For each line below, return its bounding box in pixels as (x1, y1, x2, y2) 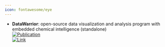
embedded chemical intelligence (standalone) (12, 26, 107, 32)
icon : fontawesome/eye (5, 7, 52, 12)
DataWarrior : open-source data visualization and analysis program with (12, 21, 160, 27)
